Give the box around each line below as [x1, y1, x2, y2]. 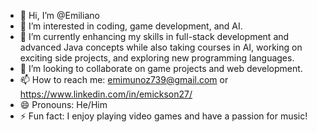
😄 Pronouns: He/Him [19, 99, 108, 110]
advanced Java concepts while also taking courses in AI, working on [19, 41, 303, 53]
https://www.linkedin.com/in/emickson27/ [19, 88, 193, 100]
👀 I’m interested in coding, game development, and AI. [19, 20, 243, 32]
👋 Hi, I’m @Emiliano [19, 10, 100, 21]
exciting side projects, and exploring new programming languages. [19, 52, 295, 64]
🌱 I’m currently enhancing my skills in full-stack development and [19, 31, 290, 42]
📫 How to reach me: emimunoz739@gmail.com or [19, 74, 229, 85]
